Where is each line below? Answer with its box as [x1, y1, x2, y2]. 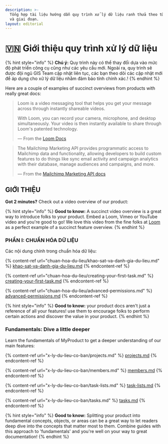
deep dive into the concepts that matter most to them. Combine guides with [5, 423, 161, 429]
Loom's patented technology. [17, 126, 78, 132]
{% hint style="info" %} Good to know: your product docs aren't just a [5, 303, 150, 309]
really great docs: [5, 90, 41, 96]
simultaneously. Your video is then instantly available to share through [17, 120, 161, 126]
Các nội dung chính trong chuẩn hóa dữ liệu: [5, 248, 97, 254]
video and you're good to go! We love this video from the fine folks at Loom [5, 219, 161, 225]
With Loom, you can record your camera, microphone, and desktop [17, 115, 156, 121]
